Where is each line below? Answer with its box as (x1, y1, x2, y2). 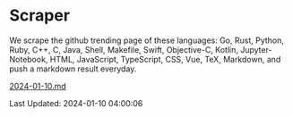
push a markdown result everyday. (9, 63, 137, 74)
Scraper (9, 5, 70, 26)
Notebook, (9, 54, 48, 64)
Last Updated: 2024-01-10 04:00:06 (9, 97, 143, 108)
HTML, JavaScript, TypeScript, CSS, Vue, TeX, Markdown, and (49, 54, 281, 64)
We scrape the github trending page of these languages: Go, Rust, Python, (9, 35, 285, 46)
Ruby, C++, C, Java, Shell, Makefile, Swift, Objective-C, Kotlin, (9, 44, 239, 54)
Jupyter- (240, 44, 272, 54)
